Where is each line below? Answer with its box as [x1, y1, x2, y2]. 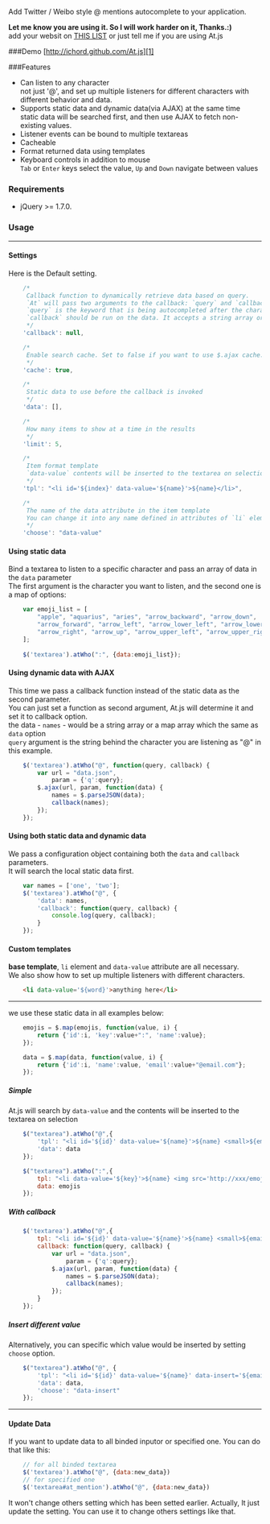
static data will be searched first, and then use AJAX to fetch [19, 112, 221, 122]
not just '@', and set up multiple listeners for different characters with [19, 86, 249, 96]
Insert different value [8, 1319, 81, 1329]
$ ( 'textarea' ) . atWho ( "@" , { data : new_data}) [22, 1468, 171, 1476]
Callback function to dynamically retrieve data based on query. [26, 292, 250, 300]
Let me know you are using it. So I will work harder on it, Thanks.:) [8, 23, 232, 31]
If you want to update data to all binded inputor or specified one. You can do [8, 1437, 261, 1447]
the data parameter [8, 573, 72, 582]
